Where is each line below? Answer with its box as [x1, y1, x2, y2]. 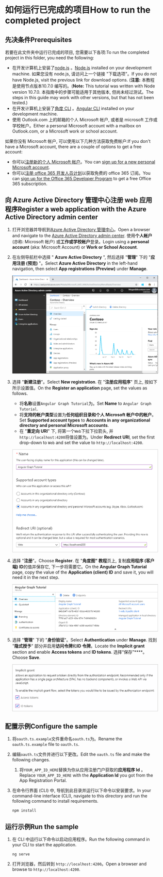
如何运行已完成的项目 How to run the [5, 4, 151, 16]
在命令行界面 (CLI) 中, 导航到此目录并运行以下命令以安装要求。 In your [12, 788, 151, 793]
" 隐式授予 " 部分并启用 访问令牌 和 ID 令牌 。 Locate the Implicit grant [12, 643, 145, 649]
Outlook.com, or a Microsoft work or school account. [12, 128, 118, 134]
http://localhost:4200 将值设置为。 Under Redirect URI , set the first [19, 434, 155, 440]
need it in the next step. [12, 574, 60, 580]
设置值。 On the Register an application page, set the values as [20, 385, 147, 391]
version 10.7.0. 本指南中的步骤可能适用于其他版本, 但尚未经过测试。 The [12, 89, 154, 95]
